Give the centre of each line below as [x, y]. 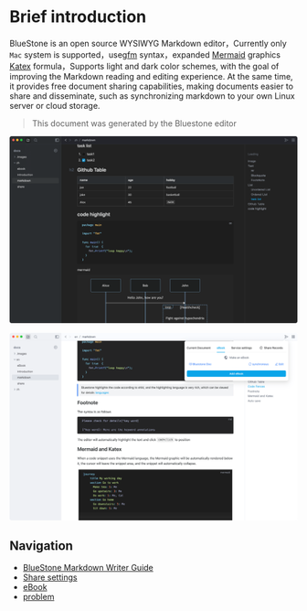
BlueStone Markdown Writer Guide [88, 568]
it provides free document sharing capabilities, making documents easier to [152, 86]
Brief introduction [78, 17]
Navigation [41, 546]
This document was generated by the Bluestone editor [134, 123]
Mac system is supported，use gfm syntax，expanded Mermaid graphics [145, 54]
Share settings [50, 577]
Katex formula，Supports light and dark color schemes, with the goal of [144, 66]
